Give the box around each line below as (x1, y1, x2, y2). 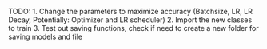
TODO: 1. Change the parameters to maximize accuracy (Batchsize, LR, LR (8, 7, 253, 16)
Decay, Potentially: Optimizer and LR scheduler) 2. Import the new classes (8, 15, 253, 24)
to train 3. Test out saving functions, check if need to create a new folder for (8, 24, 259, 32)
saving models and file (8, 32, 82, 41)
